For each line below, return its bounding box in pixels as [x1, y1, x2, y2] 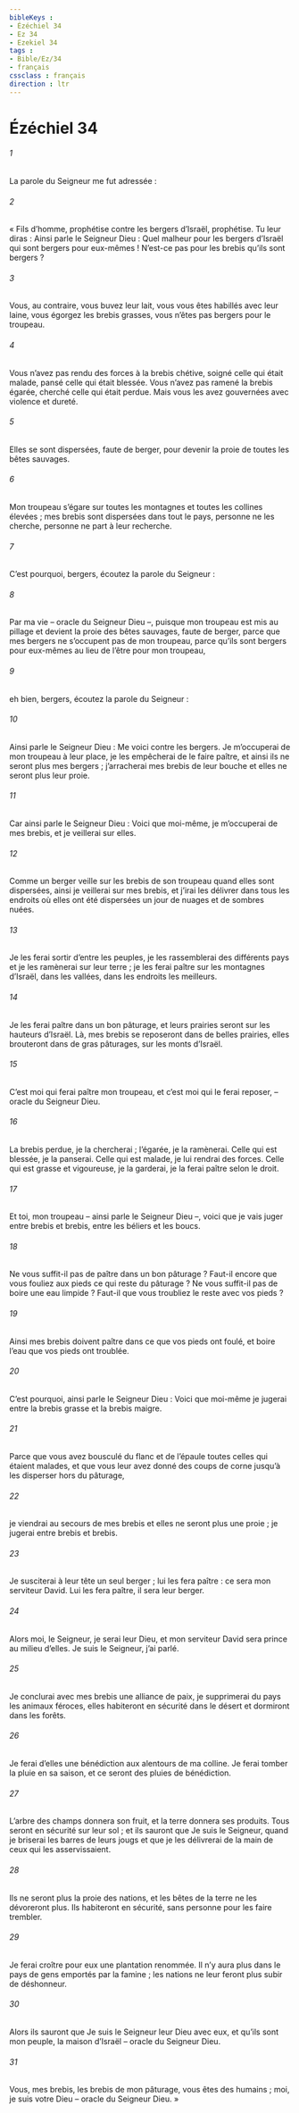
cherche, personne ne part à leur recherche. [9, 521, 172, 531]
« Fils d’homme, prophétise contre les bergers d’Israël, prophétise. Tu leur [9, 224, 281, 235]
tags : [9, 46, 34, 55]
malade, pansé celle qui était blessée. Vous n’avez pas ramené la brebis [9, 377, 274, 388]
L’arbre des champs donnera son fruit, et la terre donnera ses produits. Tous [9, 1816, 290, 1826]
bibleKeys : [9, 13, 54, 22]
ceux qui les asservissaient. [9, 1844, 112, 1855]
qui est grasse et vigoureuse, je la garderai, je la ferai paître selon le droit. [9, 1163, 279, 1174]
